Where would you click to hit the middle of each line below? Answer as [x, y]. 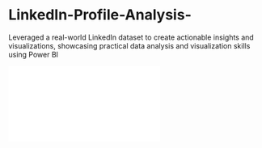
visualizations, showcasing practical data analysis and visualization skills [129, 45]
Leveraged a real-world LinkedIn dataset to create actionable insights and [131, 37]
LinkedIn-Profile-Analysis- [100, 15]
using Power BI [34, 54]
